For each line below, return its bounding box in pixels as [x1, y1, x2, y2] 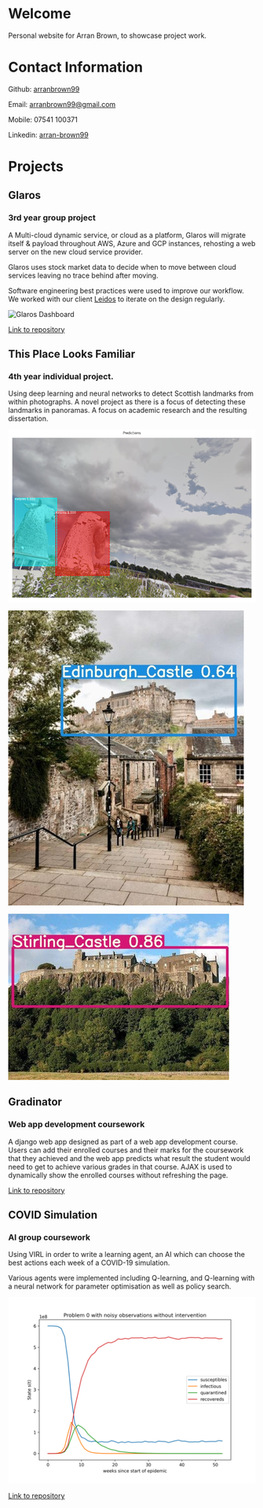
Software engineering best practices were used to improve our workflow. [8, 286, 245, 295]
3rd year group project [8, 212, 96, 223]
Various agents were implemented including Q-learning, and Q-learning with [8, 1274, 255, 1283]
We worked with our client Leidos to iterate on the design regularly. [8, 294, 225, 304]
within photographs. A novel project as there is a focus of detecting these [8, 397, 246, 407]
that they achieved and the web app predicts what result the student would [8, 1153, 251, 1163]
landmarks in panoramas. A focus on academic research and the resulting [8, 406, 247, 415]
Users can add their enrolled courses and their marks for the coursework [8, 1145, 244, 1155]
